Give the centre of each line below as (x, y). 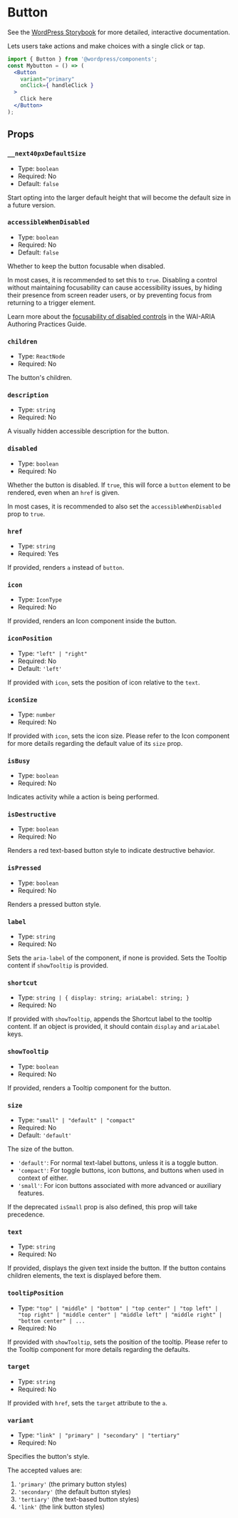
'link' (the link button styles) (61, 1507)
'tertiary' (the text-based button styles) (78, 1499)
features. (31, 1193)
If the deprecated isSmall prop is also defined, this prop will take (102, 1206)
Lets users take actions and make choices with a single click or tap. (106, 46)
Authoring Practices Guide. (47, 324)
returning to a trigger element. (52, 302)
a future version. (31, 205)
